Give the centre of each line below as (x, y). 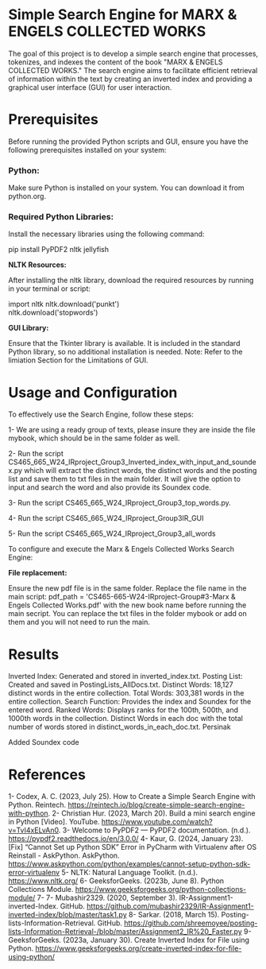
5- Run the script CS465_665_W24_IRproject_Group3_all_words (112, 533)
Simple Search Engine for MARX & (123, 15)
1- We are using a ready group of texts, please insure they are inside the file (132, 430)
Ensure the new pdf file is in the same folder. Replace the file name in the (127, 588)
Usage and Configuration (93, 392)
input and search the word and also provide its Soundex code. (110, 487)
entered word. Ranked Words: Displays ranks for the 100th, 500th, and (123, 710)
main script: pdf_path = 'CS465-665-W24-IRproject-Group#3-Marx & (122, 597)
